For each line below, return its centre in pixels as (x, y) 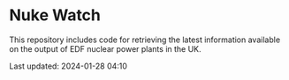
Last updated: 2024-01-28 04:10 (68, 66)
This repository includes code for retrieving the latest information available (145, 40)
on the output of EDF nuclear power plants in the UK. (105, 48)
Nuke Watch (55, 15)
